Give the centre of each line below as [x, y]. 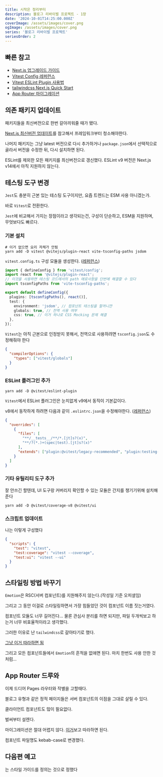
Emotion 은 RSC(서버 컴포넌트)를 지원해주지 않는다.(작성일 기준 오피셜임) [73, 595]
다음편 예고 [21, 757]
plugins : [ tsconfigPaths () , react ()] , [49, 297]
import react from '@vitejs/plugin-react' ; [50, 275]
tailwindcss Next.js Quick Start [43, 87]
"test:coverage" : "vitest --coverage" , [54, 553]
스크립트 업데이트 [24, 519]
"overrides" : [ [25, 425]
